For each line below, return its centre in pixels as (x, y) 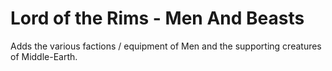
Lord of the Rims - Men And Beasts (157, 18)
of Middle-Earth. (44, 56)
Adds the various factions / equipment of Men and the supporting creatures (166, 46)
